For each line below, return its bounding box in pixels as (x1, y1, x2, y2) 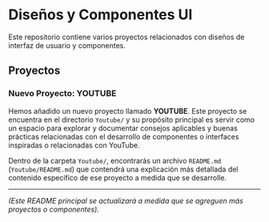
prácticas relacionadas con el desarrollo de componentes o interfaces (8, 131, 239, 141)
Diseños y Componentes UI (8, 6, 193, 24)
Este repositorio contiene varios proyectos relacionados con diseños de (8, 32, 245, 42)
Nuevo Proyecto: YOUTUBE (8, 88, 117, 99)
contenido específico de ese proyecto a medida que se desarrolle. (8, 172, 227, 182)
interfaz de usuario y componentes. (8, 40, 126, 50)
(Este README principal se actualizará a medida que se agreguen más (8, 196, 244, 205)
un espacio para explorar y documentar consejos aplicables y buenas (8, 123, 238, 133)
